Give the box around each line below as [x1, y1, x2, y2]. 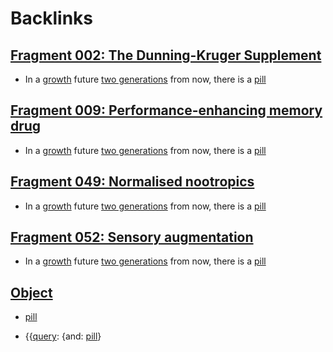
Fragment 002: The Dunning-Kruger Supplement [10, 47, 322, 64]
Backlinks [10, 7, 94, 30]
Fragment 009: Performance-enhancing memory [10, 102, 323, 119]
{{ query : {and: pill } [24, 330, 102, 342]
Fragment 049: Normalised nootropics [10, 173, 255, 191]
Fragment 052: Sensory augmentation [10, 229, 254, 246]
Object [10, 284, 53, 301]
